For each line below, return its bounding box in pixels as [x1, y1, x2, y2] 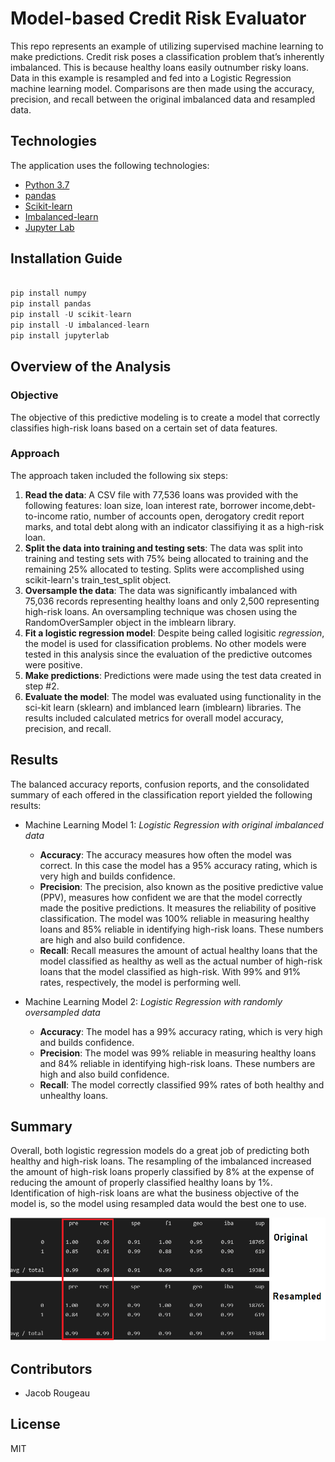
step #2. [24, 680, 60, 692]
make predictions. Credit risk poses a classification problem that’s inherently [10, 50, 325, 62]
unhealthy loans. [39, 1089, 109, 1101]
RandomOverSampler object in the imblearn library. [24, 616, 237, 628]
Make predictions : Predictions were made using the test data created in [24, 669, 322, 681]
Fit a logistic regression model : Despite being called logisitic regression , [24, 627, 325, 639]
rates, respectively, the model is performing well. [39, 976, 242, 988]
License [10, 1416, 61, 1433]
